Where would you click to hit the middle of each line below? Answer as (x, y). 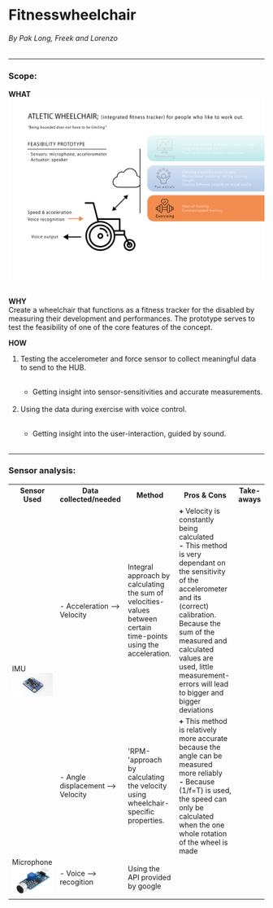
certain (140, 628)
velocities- (146, 602)
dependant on (202, 563)
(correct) (194, 606)
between (143, 619)
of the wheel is (203, 842)
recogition (77, 882)
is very (190, 554)
